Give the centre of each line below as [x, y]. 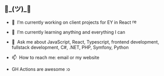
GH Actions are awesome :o [41, 69]
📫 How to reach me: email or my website [55, 57]
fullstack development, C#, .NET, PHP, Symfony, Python [70, 47]
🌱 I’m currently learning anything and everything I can [68, 32]
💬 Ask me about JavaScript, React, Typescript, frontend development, [85, 42]
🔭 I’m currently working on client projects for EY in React [71, 22]
